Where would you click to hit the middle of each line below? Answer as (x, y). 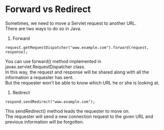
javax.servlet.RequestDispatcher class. (45, 67)
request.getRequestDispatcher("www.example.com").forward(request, (77, 47)
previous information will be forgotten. (45, 121)
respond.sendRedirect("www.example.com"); (50, 102)
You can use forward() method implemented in (53, 61)
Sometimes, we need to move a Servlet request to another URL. (71, 23)
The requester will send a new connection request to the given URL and (79, 116)
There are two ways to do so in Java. (43, 28)
